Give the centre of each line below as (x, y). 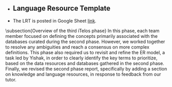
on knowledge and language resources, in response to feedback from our (83, 74)
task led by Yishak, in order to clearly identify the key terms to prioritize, (81, 58)
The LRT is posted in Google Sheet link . (54, 20)
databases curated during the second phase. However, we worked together (85, 41)
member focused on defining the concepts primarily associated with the (82, 36)
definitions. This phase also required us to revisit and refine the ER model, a (85, 52)
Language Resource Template (62, 8)
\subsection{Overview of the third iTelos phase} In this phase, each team (82, 31)
